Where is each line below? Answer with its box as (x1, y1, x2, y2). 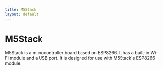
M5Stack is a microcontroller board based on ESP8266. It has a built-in (5, 50, 150, 56)
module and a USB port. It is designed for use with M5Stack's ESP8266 (9, 55, 156, 61)
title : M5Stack (5, 7, 37, 12)
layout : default (5, 12, 39, 17)
